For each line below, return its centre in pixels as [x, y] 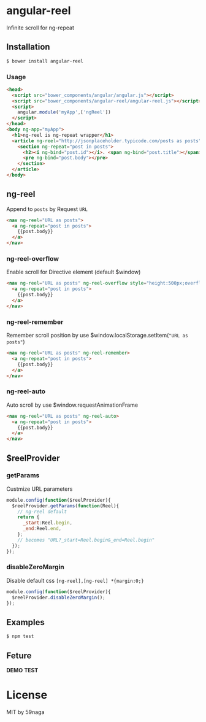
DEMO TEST [22, 670]
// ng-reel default [42, 512]
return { [29, 517]
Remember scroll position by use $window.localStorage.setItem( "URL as [97, 336]
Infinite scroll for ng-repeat [40, 28]
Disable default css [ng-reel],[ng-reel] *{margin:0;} [75, 580]
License [27, 695]
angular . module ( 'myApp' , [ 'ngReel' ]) [64, 112]
